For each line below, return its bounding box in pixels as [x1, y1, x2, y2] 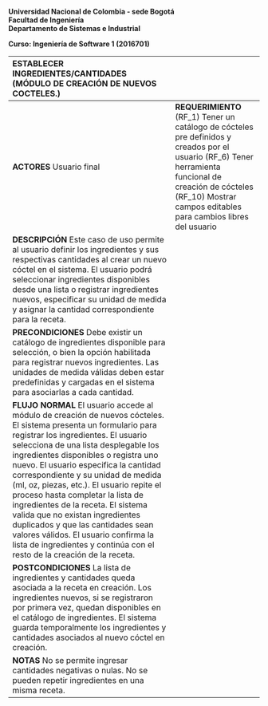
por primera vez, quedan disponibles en [12, 602, 161, 613]
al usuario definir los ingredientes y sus [12, 244, 160, 254]
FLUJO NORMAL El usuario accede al [12, 400, 154, 410]
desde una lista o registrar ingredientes [12, 284, 160, 294]
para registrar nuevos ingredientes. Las [12, 357, 160, 368]
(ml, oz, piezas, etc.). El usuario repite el [12, 479, 162, 490]
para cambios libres [175, 211, 250, 222]
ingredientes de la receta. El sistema [12, 499, 148, 510]
